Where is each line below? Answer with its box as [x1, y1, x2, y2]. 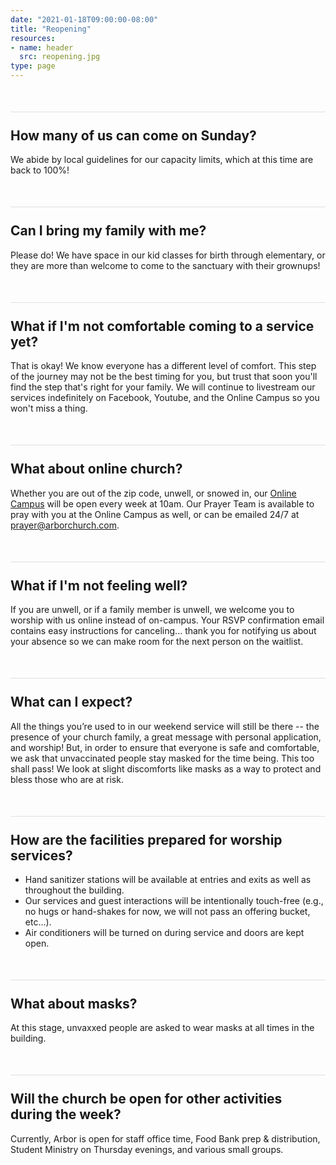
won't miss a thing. [10, 402, 88, 415]
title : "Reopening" [10, 24, 92, 34]
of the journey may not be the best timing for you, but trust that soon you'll [10, 371, 318, 383]
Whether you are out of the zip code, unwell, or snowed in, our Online [10, 487, 297, 499]
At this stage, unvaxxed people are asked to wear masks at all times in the [10, 1022, 315, 1034]
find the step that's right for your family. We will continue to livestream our [10, 381, 316, 393]
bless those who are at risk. [10, 773, 124, 785]
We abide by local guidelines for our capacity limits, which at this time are [10, 154, 314, 166]
